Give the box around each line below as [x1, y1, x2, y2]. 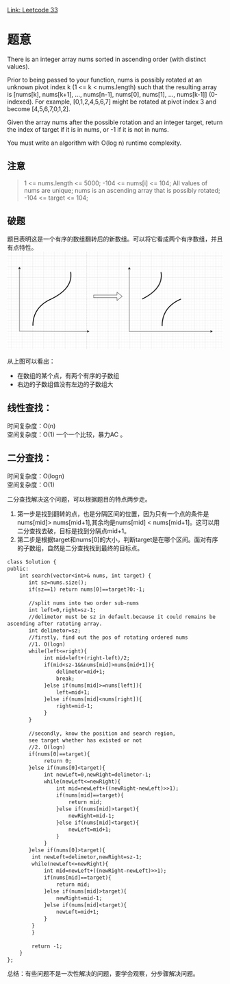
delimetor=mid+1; [55, 668, 106, 675]
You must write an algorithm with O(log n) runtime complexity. [7, 139, 182, 147]
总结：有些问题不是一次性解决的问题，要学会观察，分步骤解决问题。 [7, 969, 199, 977]
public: [7, 565, 29, 572]
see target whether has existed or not [28, 737, 142, 744]
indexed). [7, 97, 34, 106]
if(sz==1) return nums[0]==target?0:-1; [28, 586, 146, 593]
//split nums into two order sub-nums [28, 600, 139, 607]
